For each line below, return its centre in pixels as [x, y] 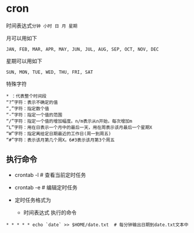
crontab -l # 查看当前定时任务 [50, 175]
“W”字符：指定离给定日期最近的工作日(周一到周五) [59, 134]
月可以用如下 [21, 38]
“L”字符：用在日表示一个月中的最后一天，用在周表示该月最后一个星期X [79, 127]
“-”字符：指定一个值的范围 [34, 115]
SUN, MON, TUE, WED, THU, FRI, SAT [50, 72]
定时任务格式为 [33, 200]
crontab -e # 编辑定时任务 [46, 187]
